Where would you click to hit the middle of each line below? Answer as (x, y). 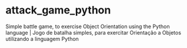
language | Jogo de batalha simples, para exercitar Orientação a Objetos (93, 32)
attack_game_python (58, 10)
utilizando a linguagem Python (42, 39)
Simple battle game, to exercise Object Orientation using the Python (88, 26)
